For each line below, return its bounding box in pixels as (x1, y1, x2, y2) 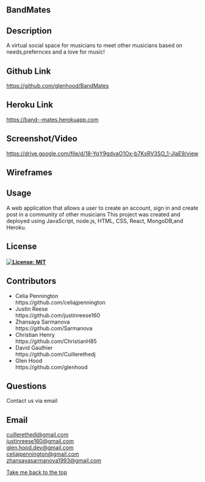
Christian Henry (15, 331, 55, 338)
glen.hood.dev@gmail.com (6, 444, 74, 452)
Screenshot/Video (6, 133, 77, 144)
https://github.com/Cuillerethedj (15, 350, 96, 358)
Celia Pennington (15, 292, 59, 299)
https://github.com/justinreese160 (15, 311, 101, 319)
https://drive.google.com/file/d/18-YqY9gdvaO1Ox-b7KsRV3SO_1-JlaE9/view (6, 149, 199, 157)
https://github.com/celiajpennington (15, 299, 106, 306)
